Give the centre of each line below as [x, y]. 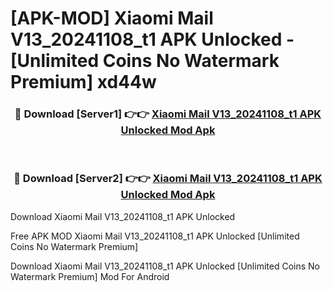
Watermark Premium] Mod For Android [90, 276]
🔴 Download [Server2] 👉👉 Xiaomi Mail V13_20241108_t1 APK [168, 179]
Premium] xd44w [83, 82]
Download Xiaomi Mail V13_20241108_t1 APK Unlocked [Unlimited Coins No [165, 266]
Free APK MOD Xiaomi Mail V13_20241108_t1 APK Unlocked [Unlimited [155, 236]
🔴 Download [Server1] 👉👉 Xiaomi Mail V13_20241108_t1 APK [168, 114]
